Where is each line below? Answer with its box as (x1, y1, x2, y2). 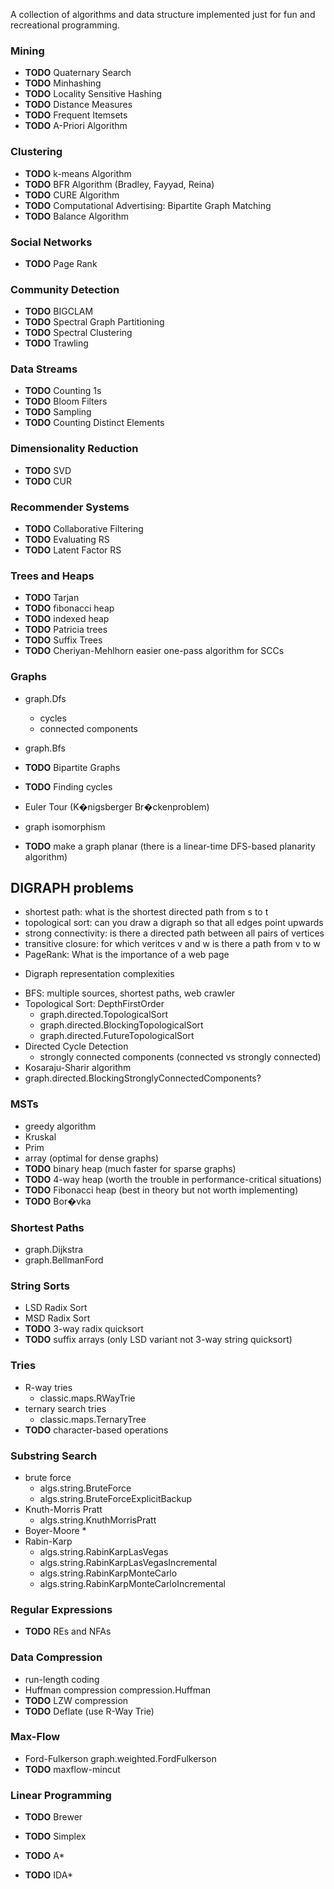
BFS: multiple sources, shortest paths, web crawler (24, 987, 236, 999)
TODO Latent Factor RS (24, 544, 122, 556)
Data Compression (10, 1650, 103, 1664)
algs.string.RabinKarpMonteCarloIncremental (39, 1577, 226, 1589)
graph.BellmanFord (24, 1254, 104, 1266)
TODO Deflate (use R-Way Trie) (24, 1705, 155, 1717)
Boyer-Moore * (24, 1524, 87, 1536)
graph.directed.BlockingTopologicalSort (39, 1019, 204, 1031)
